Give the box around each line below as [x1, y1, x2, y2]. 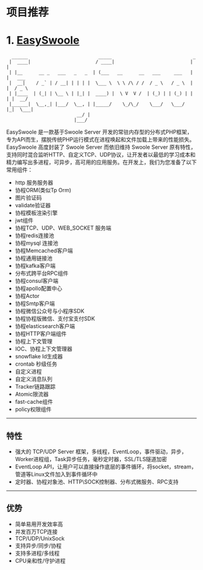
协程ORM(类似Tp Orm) [14, 187, 71, 194]
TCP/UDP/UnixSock [14, 534, 65, 542]
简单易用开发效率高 [14, 520, 63, 528]
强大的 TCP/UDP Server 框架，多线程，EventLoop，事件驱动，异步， [14, 448, 187, 455]
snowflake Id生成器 [14, 353, 63, 360]
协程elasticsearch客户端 [14, 323, 76, 330]
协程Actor [14, 293, 40, 300]
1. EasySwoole [6, 34, 80, 47]
